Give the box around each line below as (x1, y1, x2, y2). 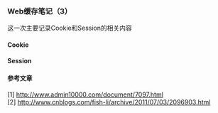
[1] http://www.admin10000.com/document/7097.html (7, 90, 163, 99)
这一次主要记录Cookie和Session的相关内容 (7, 23, 133, 33)
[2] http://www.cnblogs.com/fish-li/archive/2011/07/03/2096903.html (7, 97, 211, 106)
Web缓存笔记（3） (7, 6, 72, 16)
